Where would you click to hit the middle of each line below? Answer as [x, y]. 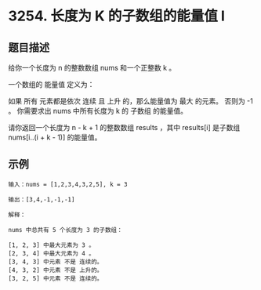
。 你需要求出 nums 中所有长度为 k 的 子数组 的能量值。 [98, 111]
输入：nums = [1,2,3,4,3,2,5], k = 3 [68, 184]
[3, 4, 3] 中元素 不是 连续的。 [56, 262]
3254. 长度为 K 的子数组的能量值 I [117, 16]
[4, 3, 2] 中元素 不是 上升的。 [56, 270]
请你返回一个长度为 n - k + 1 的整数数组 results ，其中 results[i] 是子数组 [124, 127]
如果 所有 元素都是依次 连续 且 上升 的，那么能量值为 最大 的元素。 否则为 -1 [130, 101]
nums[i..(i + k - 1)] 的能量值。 [55, 137]
